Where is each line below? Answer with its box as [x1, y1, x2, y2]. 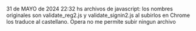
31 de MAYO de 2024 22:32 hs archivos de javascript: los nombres [6, 5, 173, 12]
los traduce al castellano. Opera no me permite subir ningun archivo [6, 18, 176, 25]
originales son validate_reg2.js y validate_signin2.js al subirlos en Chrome [6, 12, 191, 19]
